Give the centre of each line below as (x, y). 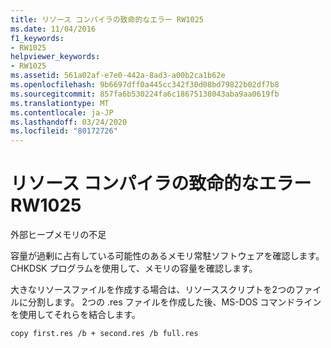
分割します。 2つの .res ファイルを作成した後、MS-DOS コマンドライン (174, 302)
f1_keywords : (37, 38)
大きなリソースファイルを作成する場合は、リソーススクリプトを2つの (153, 290)
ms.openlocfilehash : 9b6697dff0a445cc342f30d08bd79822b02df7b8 (145, 85)
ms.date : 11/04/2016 (53, 29)
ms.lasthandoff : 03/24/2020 (69, 122)
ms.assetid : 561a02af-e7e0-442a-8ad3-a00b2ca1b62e (118, 76)
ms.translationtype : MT (60, 103)
